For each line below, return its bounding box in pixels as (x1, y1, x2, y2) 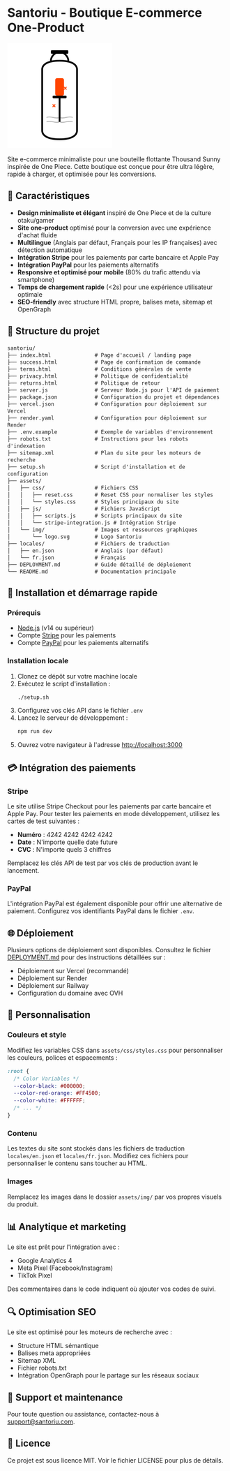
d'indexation (7, 442, 45, 450)
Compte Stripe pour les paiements (17, 631, 116, 640)
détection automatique (17, 246, 82, 254)
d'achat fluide (17, 230, 58, 239)
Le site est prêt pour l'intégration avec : (7, 1243, 120, 1251)
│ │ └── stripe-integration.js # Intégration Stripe (7, 519, 176, 526)
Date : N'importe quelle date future (17, 838, 118, 846)
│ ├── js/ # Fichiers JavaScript (7, 505, 160, 512)
